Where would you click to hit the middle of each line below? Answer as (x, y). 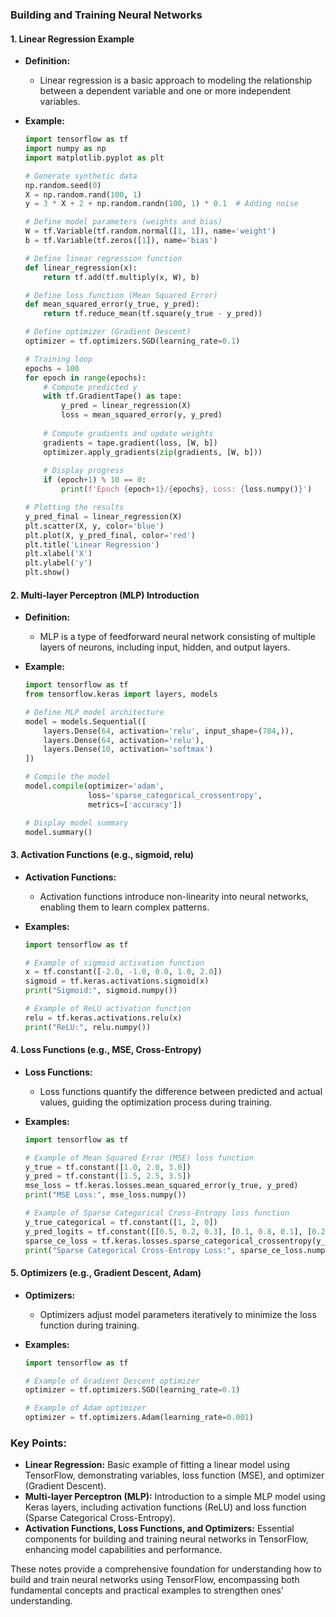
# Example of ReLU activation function (108, 1009)
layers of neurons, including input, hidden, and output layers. (165, 647)
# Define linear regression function (103, 258)
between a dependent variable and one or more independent (165, 91)
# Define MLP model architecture (94, 712)
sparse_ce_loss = (61, 1241)
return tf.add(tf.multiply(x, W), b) (121, 277)
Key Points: (38, 1443)
